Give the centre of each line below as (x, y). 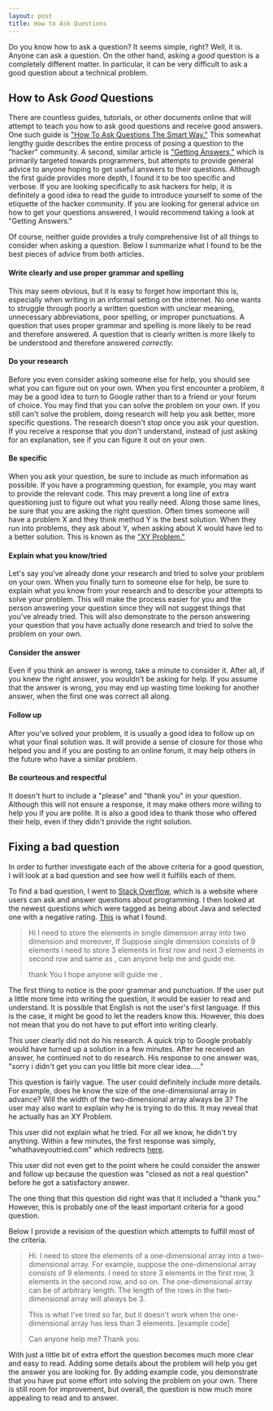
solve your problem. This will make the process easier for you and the (125, 599)
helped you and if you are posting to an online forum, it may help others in (132, 750)
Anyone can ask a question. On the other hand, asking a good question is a (134, 55)
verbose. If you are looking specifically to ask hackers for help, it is (120, 187)
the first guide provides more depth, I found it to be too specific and (122, 178)
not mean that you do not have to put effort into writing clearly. (113, 1024)
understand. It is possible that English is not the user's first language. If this (134, 1007)
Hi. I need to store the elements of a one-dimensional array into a (137, 1255)
